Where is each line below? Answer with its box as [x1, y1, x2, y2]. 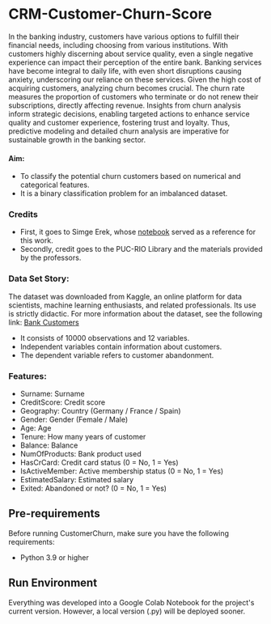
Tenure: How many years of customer [19, 432, 146, 442]
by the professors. [19, 253, 82, 263]
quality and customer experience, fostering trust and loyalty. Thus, [8, 117, 231, 127]
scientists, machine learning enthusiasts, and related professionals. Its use [8, 300, 256, 310]
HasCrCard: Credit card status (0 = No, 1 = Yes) [19, 458, 180, 468]
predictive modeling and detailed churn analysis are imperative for [8, 126, 230, 136]
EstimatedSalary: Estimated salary [19, 475, 134, 485]
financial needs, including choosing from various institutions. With [8, 40, 229, 49]
